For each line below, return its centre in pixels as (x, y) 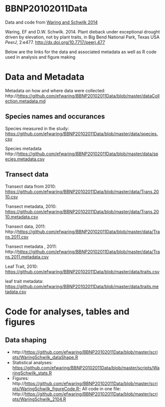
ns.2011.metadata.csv (27, 257)
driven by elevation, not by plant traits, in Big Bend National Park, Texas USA (82, 37)
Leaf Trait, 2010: (22, 266)
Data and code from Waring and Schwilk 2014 (52, 22)
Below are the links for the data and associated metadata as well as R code (81, 52)
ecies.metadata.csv (25, 159)
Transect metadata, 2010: (31, 206)
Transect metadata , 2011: (31, 246)
